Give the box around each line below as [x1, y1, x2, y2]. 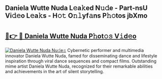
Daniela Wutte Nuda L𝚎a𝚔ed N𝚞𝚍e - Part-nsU [5, 4, 148, 12]
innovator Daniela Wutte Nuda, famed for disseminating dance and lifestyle [5, 53, 158, 58]
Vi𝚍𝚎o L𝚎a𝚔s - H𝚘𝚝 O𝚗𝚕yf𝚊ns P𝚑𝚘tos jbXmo [5, 12, 148, 20]
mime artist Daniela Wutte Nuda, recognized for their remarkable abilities [5, 63, 153, 69]
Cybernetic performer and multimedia [67, 48, 144, 53]
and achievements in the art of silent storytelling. [5, 69, 104, 74]
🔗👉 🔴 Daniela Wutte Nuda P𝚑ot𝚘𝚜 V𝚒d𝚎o [5, 32, 137, 40]
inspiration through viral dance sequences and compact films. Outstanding [5, 58, 157, 64]
